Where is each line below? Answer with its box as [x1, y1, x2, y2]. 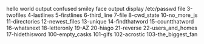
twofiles [6, 11, 26, 19]
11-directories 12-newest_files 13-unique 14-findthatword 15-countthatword [6, 18, 194, 25]
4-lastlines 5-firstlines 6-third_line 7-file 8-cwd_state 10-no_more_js [27, 11, 198, 19]
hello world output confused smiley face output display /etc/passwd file [6, 5, 186, 12]
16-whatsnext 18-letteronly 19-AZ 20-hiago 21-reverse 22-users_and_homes [6, 24, 197, 31]
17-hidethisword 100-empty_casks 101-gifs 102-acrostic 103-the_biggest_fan [6, 31, 198, 38]
